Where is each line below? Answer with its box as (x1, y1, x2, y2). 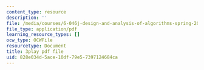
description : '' (6, 15, 47, 21)
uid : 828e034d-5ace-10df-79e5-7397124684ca (6, 54, 118, 60)
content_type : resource (6, 9, 67, 15)
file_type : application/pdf (6, 26, 78, 32)
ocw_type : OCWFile (6, 37, 53, 43)
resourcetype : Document (6, 43, 67, 49)
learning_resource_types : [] (6, 32, 80, 38)
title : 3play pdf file (6, 49, 64, 55)
